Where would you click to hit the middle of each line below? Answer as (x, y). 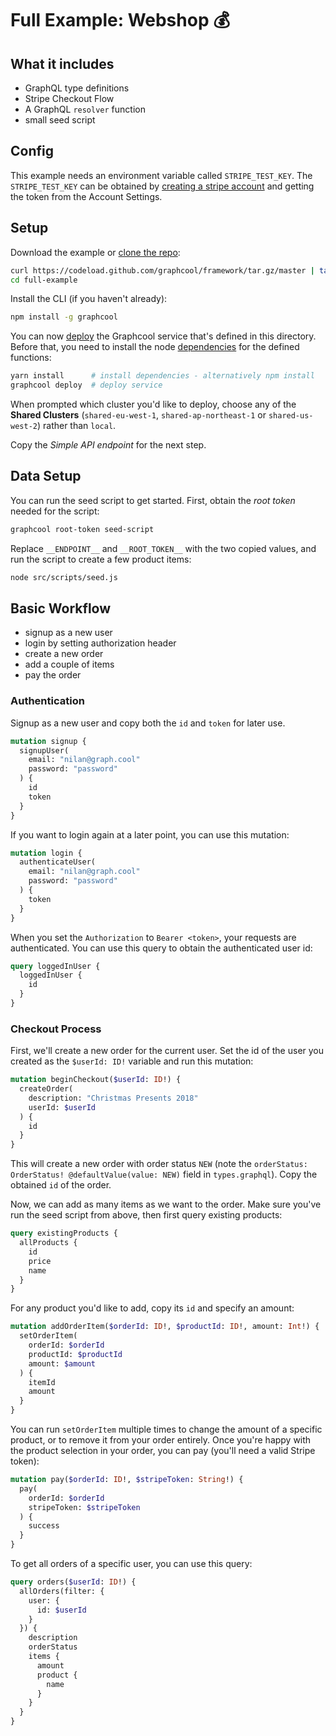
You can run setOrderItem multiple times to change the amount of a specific (166, 1429)
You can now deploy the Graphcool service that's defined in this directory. (163, 336)
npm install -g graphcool (64, 317)
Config (32, 151)
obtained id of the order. (61, 1185)
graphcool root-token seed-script (82, 529)
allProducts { (48, 1243)
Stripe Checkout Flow (69, 98)
